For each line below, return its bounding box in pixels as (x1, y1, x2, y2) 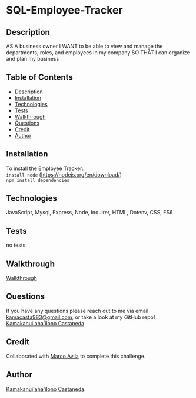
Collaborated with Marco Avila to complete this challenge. (6, 353, 146, 360)
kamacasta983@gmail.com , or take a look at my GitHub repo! (6, 314, 155, 321)
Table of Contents (6, 72, 74, 83)
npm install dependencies (6, 177, 69, 183)
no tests (6, 242, 26, 249)
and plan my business (6, 56, 59, 62)
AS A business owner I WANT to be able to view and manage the (6, 43, 163, 50)
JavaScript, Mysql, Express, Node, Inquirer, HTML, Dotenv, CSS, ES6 (6, 209, 173, 216)
